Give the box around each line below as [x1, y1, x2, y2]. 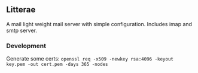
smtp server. [6, 27, 37, 34]
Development [6, 42, 47, 50]
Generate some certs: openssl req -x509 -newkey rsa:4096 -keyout [6, 55, 173, 62]
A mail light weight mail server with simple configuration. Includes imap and [6, 20, 193, 27]
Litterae [6, 5, 36, 15]
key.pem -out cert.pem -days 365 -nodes [6, 62, 109, 68]
